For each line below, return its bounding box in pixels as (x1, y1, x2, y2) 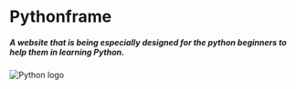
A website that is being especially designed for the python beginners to (9, 36, 287, 47)
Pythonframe (9, 6, 112, 27)
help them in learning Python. (9, 46, 125, 57)
